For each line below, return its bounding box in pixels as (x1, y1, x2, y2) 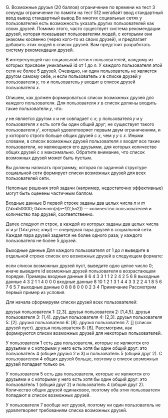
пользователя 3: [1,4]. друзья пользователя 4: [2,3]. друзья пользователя (5, 314, 162, 320)
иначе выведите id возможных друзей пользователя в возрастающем (5, 268, 156, 274)
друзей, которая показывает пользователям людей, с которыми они (5, 31, 152, 37)
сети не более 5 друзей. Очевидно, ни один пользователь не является (5, 68, 157, 74)
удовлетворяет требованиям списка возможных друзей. (5, 407, 127, 413)
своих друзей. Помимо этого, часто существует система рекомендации (5, 26, 160, 32)
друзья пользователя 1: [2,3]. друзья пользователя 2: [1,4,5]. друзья (5, 309, 150, 315)
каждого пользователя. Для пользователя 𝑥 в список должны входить (5, 100, 157, 106)
